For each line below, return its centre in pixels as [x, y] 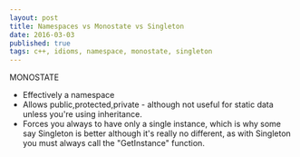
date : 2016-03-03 [42, 34]
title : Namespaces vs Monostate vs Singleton [97, 26]
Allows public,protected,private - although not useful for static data [148, 104]
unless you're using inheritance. [82, 114]
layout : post [34, 18]
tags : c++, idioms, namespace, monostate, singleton [111, 52]
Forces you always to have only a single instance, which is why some [152, 124]
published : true [40, 43]
